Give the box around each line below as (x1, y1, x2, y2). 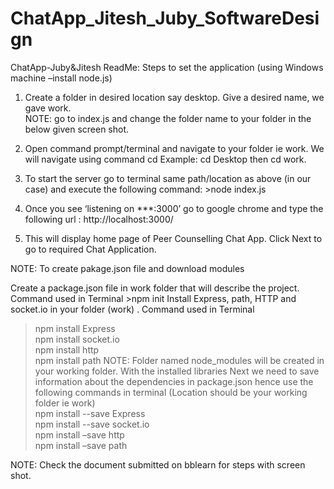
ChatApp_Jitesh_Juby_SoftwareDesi (10, 7, 320, 30)
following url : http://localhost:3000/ (24, 213, 174, 225)
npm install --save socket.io (34, 418, 150, 430)
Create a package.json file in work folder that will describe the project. (10, 282, 300, 294)
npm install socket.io (34, 333, 120, 345)
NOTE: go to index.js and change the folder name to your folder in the (24, 112, 312, 124)
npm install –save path (34, 439, 128, 451)
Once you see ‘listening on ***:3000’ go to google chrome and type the (24, 202, 324, 214)
